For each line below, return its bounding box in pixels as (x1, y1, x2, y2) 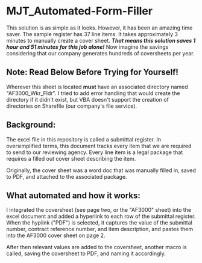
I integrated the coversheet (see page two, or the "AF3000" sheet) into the (6, 206, 192, 214)
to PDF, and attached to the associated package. (6, 173, 128, 180)
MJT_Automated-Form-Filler (6, 4, 153, 18)
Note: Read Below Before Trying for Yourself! (6, 67, 179, 78)
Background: (6, 120, 56, 130)
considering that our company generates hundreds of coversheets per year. (6, 49, 195, 57)
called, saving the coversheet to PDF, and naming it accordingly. (6, 250, 166, 257)
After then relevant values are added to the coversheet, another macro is (6, 244, 187, 251)
